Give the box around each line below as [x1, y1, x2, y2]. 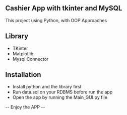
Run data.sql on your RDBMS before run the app [12, 89, 113, 95]
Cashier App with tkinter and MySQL [5, 4, 122, 13]
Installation [5, 70, 41, 79]
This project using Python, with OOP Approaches [5, 17, 107, 23]
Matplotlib [12, 50, 34, 57]
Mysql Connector [12, 56, 49, 62]
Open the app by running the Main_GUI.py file [12, 94, 107, 100]
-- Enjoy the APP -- [5, 104, 45, 110]
